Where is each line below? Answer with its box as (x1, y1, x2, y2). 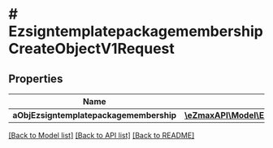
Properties (8, 72, 63, 85)
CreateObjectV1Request (8, 40, 175, 58)
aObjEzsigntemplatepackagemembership (12, 110, 177, 120)
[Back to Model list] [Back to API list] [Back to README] (8, 131, 195, 140)
